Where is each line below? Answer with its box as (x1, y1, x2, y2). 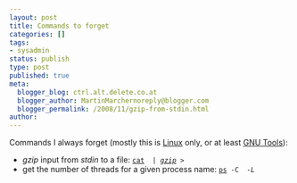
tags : (9, 37, 29, 47)
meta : (9, 79, 29, 88)
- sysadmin (9, 46, 50, 55)
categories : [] (9, 29, 66, 38)
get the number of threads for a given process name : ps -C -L (21, 164, 256, 175)
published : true (9, 71, 70, 80)
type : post (9, 63, 50, 72)
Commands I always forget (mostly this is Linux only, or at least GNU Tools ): (9, 137, 288, 148)
